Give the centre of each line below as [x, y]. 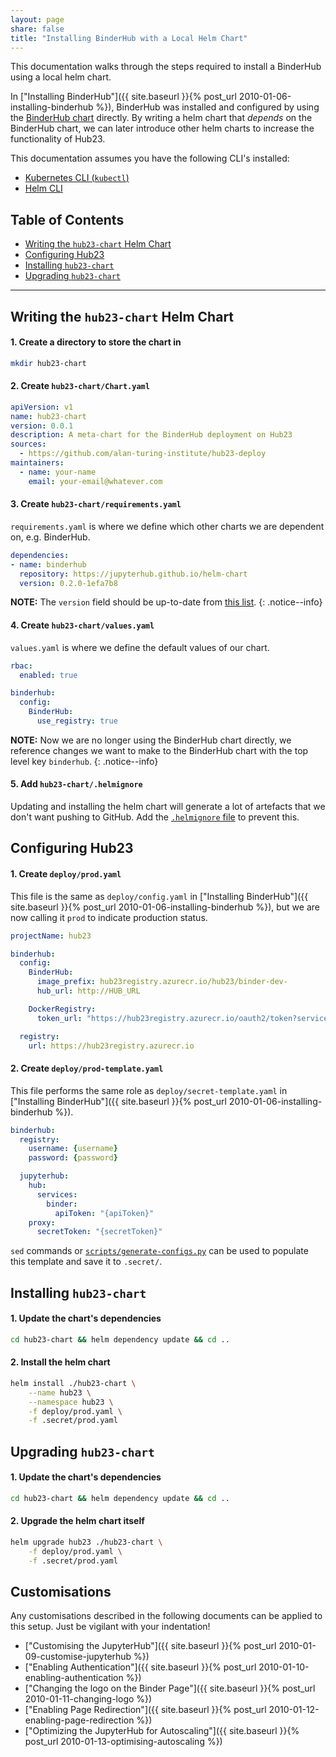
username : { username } [73, 1149]
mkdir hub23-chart [48, 363]
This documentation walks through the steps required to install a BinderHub [166, 67]
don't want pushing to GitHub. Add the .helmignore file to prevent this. [155, 817]
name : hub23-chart [48, 416]
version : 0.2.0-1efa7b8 [68, 583]
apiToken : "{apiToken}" [104, 1213]
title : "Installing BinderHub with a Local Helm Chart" [129, 38]
